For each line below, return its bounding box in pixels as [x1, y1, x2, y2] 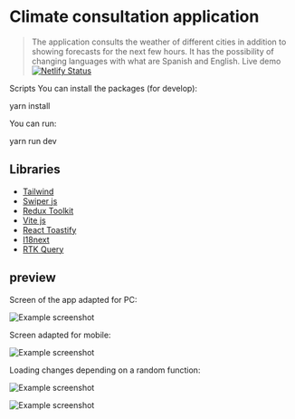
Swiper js [22, 195, 58, 206]
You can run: [9, 118, 57, 129]
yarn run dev [9, 135, 57, 146]
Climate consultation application [9, 6, 260, 27]
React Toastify [22, 224, 77, 235]
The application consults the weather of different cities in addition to [31, 36, 287, 47]
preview [9, 270, 56, 286]
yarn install [9, 100, 51, 111]
